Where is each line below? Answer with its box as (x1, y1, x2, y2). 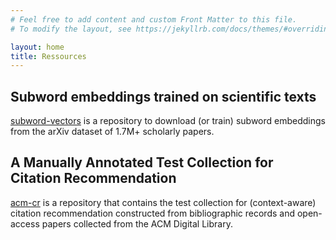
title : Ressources (10, 51, 87, 61)
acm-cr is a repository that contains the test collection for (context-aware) (10, 196, 317, 208)
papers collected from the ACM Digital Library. (41, 217, 233, 230)
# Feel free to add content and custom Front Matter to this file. (10, 14, 298, 25)
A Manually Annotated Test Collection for (10, 154, 274, 171)
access (10, 217, 40, 230)
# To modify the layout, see (10, 24, 132, 34)
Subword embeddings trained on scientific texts (10, 88, 317, 105)
